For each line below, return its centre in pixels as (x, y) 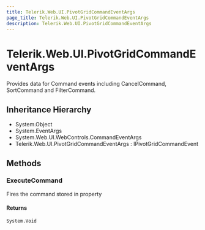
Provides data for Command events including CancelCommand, (87, 84)
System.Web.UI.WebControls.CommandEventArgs (78, 137)
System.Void (21, 221)
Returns (17, 208)
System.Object (34, 125)
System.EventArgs (39, 131)
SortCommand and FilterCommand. (51, 90)
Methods (24, 163)
